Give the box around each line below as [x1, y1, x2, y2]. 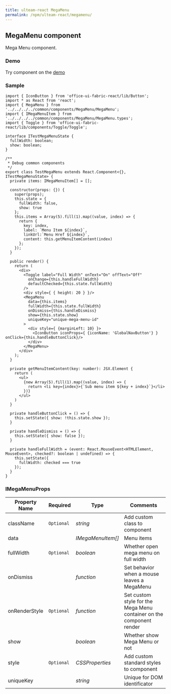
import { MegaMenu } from [5, 102, 60, 107]
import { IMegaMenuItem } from [5, 111, 72, 117]
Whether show [124, 632, 159, 639]
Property [14, 499, 37, 506]
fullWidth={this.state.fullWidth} [27, 304, 101, 309]
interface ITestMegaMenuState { [5, 133, 74, 138]
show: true [18, 205, 42, 210]
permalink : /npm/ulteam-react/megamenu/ [5, 12, 93, 17]
